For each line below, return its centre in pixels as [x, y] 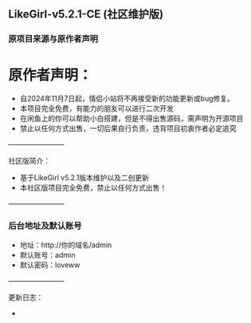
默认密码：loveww [50, 265]
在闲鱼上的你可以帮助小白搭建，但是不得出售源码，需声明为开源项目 [131, 119]
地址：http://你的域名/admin [66, 245]
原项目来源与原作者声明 [53, 39]
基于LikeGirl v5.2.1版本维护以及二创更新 [84, 178]
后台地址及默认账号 [45, 226]
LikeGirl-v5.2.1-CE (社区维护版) [86, 14]
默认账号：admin [47, 254]
